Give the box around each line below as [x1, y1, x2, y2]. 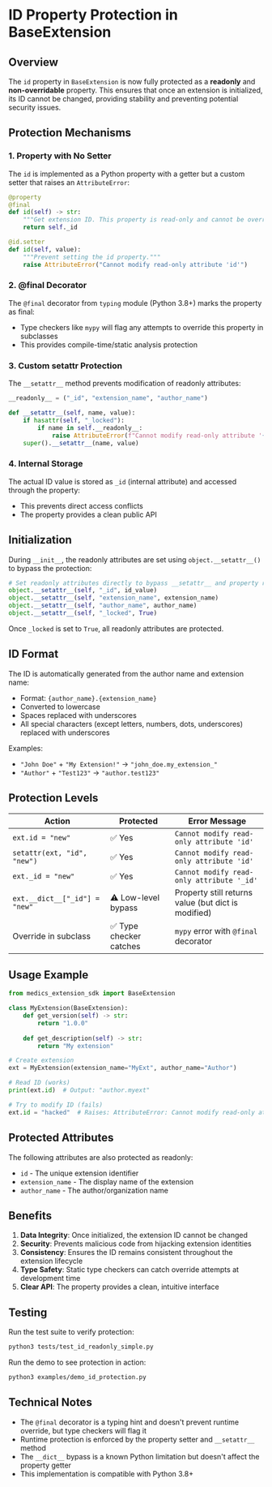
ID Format [8, 647, 59, 661]
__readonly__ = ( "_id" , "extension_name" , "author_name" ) [8, 394, 208, 402]
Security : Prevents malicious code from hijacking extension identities [19, 1239, 253, 1248]
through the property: [8, 485, 81, 495]
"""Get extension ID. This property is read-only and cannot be [23, 216, 244, 224]
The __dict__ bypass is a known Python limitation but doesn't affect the [19, 1451, 261, 1461]
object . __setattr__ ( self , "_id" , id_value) [8, 587, 158, 595]
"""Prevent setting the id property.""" [23, 253, 161, 261]
